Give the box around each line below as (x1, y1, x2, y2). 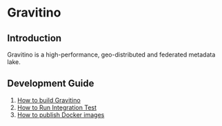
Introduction (7, 32, 62, 44)
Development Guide (7, 78, 94, 90)
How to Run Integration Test (17, 103, 97, 112)
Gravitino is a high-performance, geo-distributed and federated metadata (7, 50, 216, 59)
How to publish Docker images (17, 110, 105, 118)
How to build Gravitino (17, 96, 81, 104)
